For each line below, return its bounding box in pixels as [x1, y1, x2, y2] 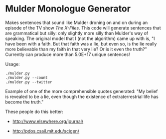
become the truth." [5, 98, 44, 105]
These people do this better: [5, 108, 63, 114]
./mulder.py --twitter [5, 79, 52, 84]
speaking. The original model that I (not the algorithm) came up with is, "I [5, 35, 155, 41]
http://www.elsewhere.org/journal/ [12, 118, 84, 124]
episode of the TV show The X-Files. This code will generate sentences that [5, 24, 161, 30]
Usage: [5, 61, 20, 67]
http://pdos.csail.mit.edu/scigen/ [12, 128, 80, 134]
